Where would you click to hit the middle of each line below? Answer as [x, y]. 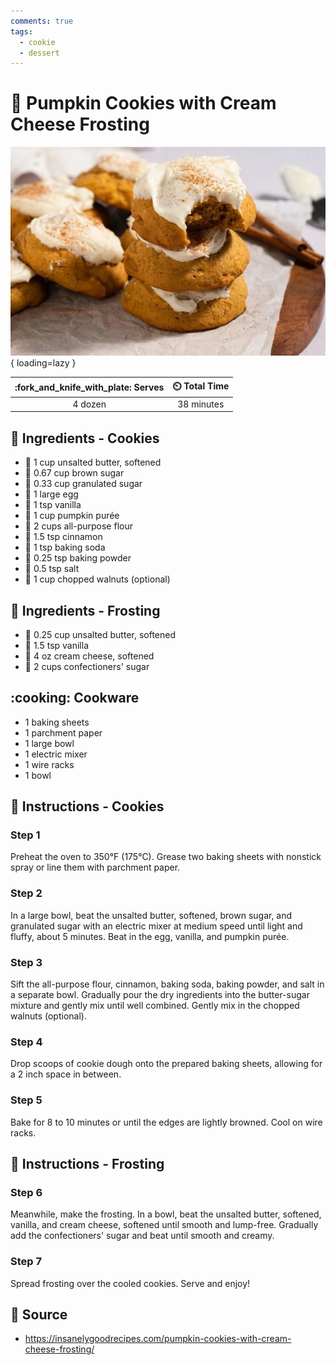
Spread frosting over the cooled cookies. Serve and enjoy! [130, 1283]
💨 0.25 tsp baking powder [78, 558]
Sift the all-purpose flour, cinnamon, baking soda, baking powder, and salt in [167, 984]
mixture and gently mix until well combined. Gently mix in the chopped [155, 1006]
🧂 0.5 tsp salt [52, 569]
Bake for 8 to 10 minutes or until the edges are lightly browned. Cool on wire [166, 1122]
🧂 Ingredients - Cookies [85, 438]
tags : [21, 31]
